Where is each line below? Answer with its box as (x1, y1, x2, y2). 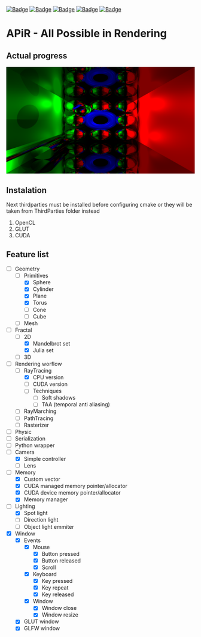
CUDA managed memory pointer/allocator (23, 483, 127, 490)
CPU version (32, 374, 64, 381)
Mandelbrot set (32, 340, 71, 347)
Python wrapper (14, 442, 55, 449)
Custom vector (23, 475, 61, 483)
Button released (41, 556, 81, 564)
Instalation (6, 185, 47, 195)
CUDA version (32, 380, 68, 388)
